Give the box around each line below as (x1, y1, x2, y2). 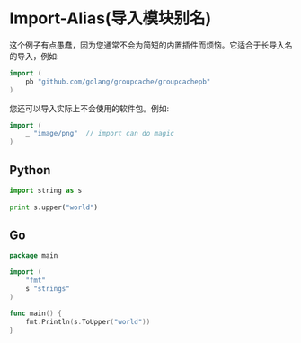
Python (9, 163, 51, 178)
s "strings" (25, 285, 70, 294)
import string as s (9, 186, 83, 195)
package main (9, 251, 58, 260)
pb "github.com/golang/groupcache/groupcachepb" (25, 77, 211, 86)
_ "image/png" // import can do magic (25, 129, 175, 138)
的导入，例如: (9, 50, 60, 61)
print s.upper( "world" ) (9, 203, 99, 212)
